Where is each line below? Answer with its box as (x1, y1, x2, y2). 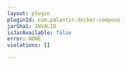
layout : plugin (7, 10, 51, 17)
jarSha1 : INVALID (7, 23, 57, 29)
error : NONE (7, 36, 41, 42)
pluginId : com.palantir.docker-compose (7, 16, 121, 23)
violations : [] (7, 42, 51, 49)
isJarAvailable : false (7, 29, 72, 36)
